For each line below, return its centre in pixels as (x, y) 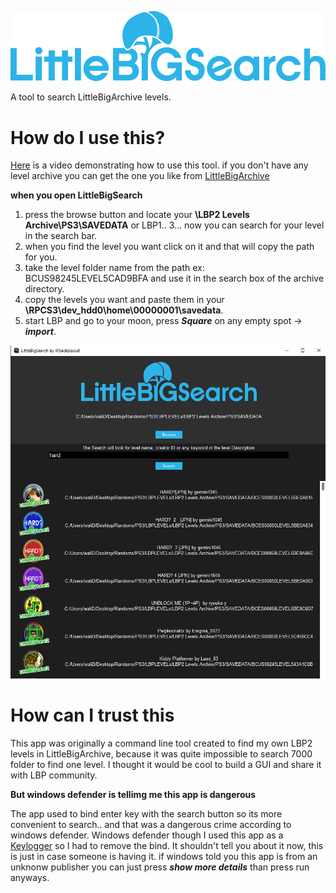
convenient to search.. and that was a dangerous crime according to (151, 824)
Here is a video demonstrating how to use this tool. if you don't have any (159, 165)
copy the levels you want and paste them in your (124, 300)
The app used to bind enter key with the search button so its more (146, 813)
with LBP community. (54, 775)
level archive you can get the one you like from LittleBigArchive (140, 176)
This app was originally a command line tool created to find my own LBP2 (161, 743)
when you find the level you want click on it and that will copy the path (169, 247)
